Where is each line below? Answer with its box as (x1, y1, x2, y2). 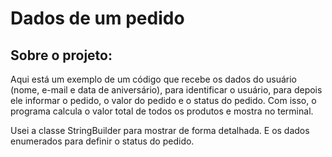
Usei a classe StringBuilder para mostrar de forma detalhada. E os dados (10, 125, 310, 136)
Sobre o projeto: (10, 47, 113, 64)
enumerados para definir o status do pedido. (10, 135, 195, 147)
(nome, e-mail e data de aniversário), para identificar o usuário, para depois (10, 84, 323, 96)
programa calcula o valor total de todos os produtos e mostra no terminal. (10, 105, 314, 117)
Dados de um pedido (10, 7, 185, 30)
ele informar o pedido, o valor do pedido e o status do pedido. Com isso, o (10, 95, 317, 106)
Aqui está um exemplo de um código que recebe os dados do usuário (10, 73, 297, 85)
